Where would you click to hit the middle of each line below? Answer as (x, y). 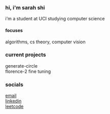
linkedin (13, 101)
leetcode (14, 106)
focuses (14, 30)
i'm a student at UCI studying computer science (55, 19)
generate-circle (22, 66)
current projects (26, 55)
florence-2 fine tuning (28, 71)
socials (14, 84)
